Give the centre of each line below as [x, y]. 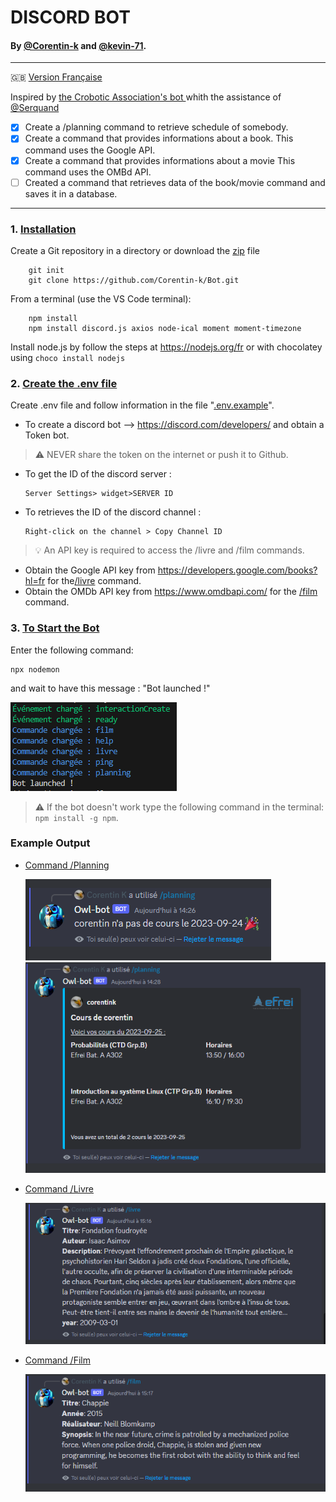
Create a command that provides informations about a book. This [159, 138]
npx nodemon [35, 669]
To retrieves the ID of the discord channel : [113, 512]
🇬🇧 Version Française [56, 77]
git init [46, 270]
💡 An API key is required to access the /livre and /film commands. [169, 550]
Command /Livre [59, 1188]
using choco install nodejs [68, 357]
